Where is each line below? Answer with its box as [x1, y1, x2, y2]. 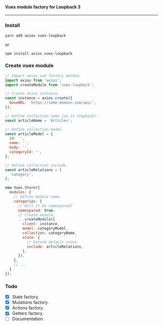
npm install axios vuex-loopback [5, 51, 73, 56]
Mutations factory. [12, 300, 49, 306]
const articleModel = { [5, 132, 53, 136]
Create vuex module [5, 62, 54, 69]
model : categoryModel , [22, 226, 68, 231]
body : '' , [9, 145, 29, 150]
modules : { [9, 190, 32, 195]
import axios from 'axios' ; [5, 78, 62, 83]
